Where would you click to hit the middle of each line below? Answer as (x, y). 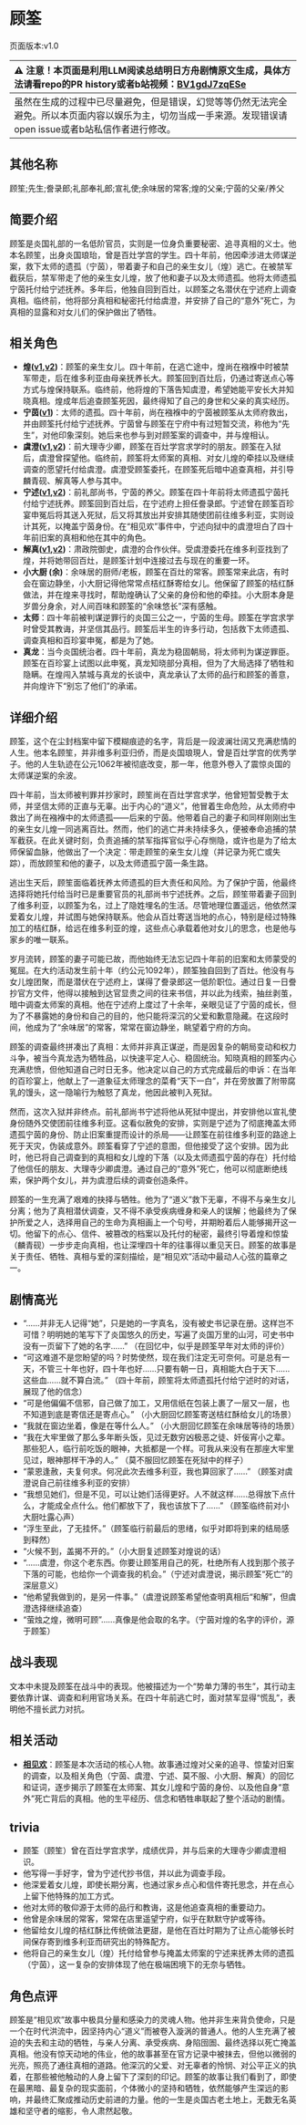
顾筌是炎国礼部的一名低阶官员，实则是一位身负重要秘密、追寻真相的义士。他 (153, 244)
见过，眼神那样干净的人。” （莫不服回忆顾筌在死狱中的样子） (135, 1460)
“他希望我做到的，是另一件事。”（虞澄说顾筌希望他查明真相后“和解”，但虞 (159, 1596)
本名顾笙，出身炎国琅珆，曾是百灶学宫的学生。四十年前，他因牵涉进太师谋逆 (153, 254)
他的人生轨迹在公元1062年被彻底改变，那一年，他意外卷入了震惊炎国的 (158, 764)
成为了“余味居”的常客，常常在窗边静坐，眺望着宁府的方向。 (145, 1028)
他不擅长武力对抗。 (53, 1709)
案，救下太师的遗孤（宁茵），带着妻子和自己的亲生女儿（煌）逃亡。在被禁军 (151, 266)
